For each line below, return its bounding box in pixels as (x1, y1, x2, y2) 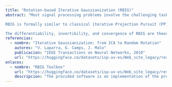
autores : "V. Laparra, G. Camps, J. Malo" (14, 45, 106, 50)
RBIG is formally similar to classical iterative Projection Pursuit (5, 22, 157, 27)
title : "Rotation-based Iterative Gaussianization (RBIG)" (5, 7, 134, 13)
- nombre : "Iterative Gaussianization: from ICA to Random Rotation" (10, 41, 161, 46)
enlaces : (5, 60, 24, 65)
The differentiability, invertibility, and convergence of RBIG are (5, 31, 155, 36)
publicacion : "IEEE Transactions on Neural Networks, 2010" (14, 50, 145, 55)
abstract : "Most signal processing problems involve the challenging (5, 12, 157, 18)
